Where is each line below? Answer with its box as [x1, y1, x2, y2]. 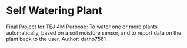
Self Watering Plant [6, 4, 103, 17]
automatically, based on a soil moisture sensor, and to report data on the [6, 29, 182, 36]
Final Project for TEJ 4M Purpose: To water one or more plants [6, 23, 158, 30]
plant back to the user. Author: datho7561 [6, 35, 106, 42]
